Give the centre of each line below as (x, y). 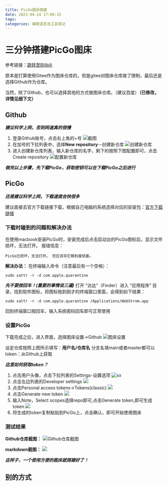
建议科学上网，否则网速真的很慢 (38, 128)
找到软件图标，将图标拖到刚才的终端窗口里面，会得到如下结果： (79, 292)
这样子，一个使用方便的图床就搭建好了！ (47, 460)
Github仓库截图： (23, 438)
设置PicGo (18, 325)
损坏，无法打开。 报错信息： (34, 246)
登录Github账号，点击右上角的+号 (47, 138)
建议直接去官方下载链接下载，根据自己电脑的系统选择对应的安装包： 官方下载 (84, 207)
